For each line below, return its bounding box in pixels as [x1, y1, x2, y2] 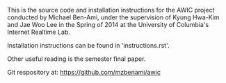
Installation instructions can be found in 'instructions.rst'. [7, 41, 170, 49]
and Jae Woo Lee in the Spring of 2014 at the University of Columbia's [7, 21, 209, 28]
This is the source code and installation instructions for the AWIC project [7, 6, 215, 14]
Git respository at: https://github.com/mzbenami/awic [7, 68, 161, 76]
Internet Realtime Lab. [7, 28, 71, 36]
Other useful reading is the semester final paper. [7, 55, 146, 63]
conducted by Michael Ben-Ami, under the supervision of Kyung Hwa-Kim [7, 13, 220, 21]
